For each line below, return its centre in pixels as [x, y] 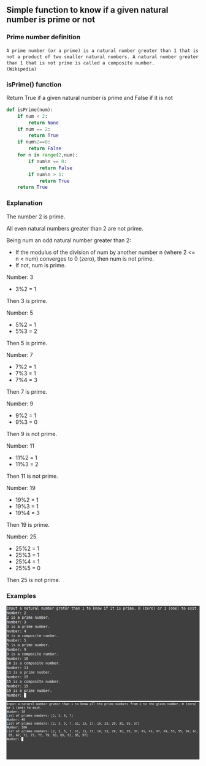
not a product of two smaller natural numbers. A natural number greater [103, 57]
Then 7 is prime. [27, 391]
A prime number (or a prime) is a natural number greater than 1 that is [103, 51]
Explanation [25, 203]
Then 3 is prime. [27, 301]
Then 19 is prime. [28, 524]
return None [44, 123]
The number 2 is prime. [36, 216]
